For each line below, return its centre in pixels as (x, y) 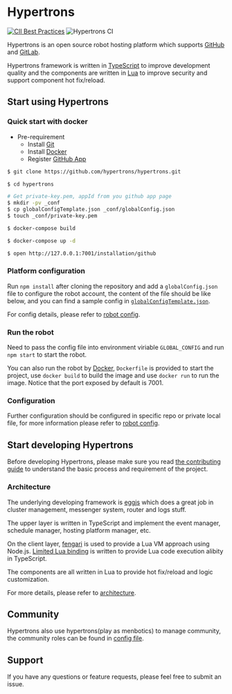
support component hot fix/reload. (56, 80)
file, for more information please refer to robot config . (83, 423)
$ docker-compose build (42, 228)
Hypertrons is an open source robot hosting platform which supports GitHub (116, 44)
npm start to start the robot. (47, 355)
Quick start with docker (47, 122)
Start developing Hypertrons (70, 445)
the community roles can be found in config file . (75, 639)
